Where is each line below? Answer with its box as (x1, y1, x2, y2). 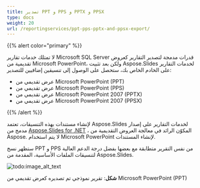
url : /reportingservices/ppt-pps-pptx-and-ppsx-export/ (7, 25, 150, 32)
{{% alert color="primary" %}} (7, 42, 83, 49)
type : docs (7, 14, 34, 20)
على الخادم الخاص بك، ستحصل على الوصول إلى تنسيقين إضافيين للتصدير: (7, 67, 172, 74)
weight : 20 (7, 20, 34, 26)
